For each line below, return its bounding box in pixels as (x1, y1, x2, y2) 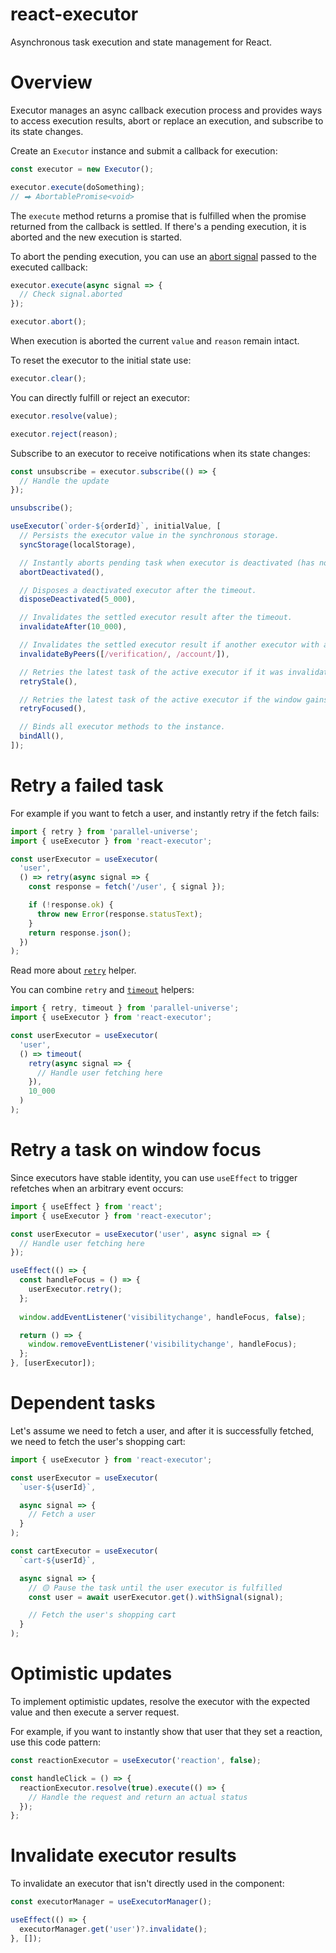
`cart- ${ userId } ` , (19, 1555, 97, 1565)
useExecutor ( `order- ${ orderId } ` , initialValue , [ (10, 521, 222, 532)
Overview (10, 71, 93, 94)
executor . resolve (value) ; (10, 411, 118, 421)
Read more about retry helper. (10, 964, 137, 977)
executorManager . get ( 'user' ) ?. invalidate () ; (19, 1924, 208, 1934)
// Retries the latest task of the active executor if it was (19, 667, 284, 677)
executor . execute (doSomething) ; (10, 182, 145, 192)
